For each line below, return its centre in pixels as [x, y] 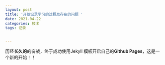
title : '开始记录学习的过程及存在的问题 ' [44, 14]
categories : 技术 [22, 23]
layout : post [19, 10]
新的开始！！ [22, 58]
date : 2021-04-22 [23, 19]
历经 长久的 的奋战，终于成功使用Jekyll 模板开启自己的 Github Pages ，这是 [80, 51]
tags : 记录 [16, 28]
